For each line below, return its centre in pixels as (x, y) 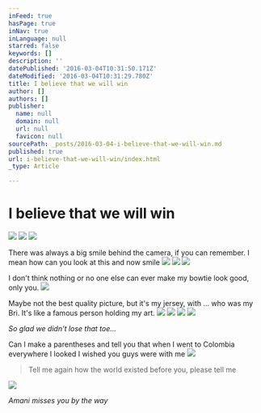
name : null (34, 114)
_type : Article (34, 167)
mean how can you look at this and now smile (84, 262)
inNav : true (28, 31)
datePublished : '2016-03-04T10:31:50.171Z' (83, 69)
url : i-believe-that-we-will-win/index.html (84, 159)
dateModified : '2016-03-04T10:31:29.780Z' (81, 76)
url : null (32, 129)
